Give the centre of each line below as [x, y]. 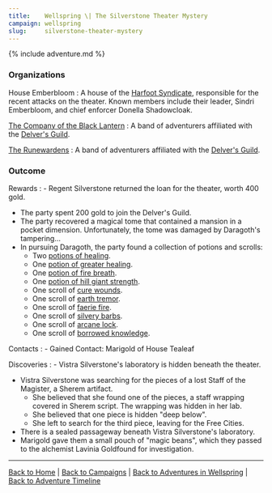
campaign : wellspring [45, 23]
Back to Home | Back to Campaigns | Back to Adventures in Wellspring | [128, 472]
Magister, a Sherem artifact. [66, 389]
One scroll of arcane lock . [75, 324]
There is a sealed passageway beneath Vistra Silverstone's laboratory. [138, 431]
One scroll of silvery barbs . [77, 316]
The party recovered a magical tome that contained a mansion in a [131, 221]
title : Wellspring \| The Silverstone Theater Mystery [108, 16]
